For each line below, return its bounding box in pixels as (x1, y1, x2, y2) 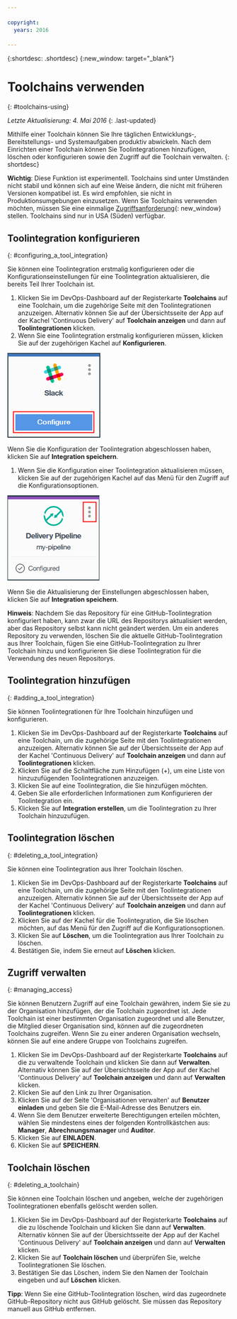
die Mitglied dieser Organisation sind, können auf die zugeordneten (7, 1022, 204, 1030)
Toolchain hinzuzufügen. (17, 811, 91, 819)
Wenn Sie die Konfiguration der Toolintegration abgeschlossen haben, (7, 445, 212, 453)
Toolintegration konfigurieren (7, 232, 140, 244)
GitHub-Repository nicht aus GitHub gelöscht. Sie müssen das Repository (7, 1297, 222, 1306)
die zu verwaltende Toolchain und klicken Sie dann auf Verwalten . (17, 1058, 212, 1067)
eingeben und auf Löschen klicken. (17, 1276, 122, 1284)
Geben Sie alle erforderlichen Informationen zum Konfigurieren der (17, 788, 213, 798)
